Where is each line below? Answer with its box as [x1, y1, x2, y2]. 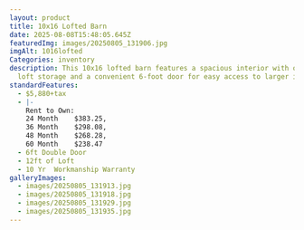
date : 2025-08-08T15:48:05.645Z [9, 30, 131, 39]
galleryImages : [9, 173, 67, 182]
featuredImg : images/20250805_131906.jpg [9, 38, 168, 48]
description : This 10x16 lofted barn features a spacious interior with [9, 64, 290, 73]
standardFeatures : [9, 81, 79, 90]
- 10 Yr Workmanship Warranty [17, 165, 136, 174]
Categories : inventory [9, 55, 95, 64]
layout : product [9, 13, 71, 23]
